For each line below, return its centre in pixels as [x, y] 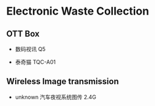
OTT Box [23, 34]
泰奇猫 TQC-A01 [35, 62]
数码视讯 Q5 [30, 49]
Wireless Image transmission [63, 81]
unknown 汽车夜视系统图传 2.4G [56, 97]
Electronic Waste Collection [78, 11]
